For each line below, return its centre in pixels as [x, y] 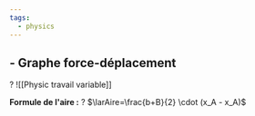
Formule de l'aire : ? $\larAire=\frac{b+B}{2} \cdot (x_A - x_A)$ [128, 102]
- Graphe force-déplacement [93, 63]
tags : [20, 18]
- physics [36, 26]
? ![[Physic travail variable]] [61, 85]
